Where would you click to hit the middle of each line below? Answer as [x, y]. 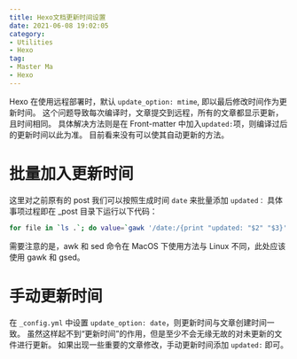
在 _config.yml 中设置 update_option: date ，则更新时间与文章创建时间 [138, 322]
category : [27, 34]
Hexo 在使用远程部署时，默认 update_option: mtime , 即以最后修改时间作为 [145, 101]
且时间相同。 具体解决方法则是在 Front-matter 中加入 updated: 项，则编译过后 [148, 123]
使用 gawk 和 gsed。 [47, 257]
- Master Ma [31, 67]
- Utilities [31, 42]
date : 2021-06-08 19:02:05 [59, 26]
